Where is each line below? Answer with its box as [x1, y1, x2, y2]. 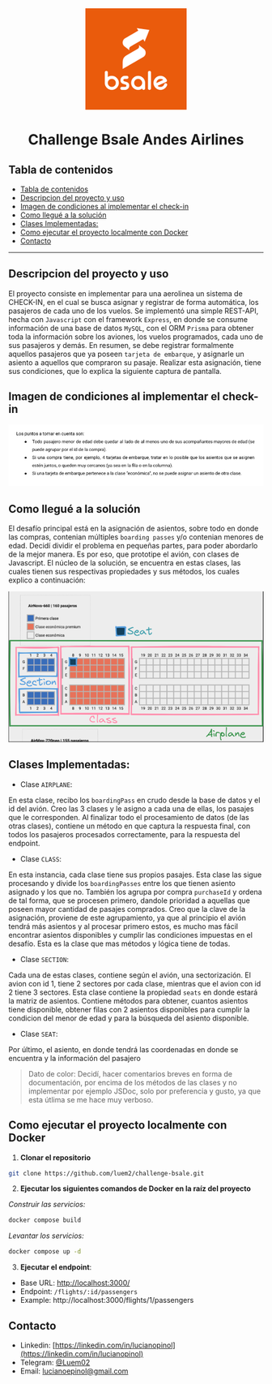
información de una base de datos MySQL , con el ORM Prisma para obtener [8, 323, 254, 333]
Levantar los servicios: [8, 1231, 84, 1240]
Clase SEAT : [19, 1029, 58, 1038]
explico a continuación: [8, 575, 87, 585]
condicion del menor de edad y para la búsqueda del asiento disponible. [8, 1013, 249, 1023]
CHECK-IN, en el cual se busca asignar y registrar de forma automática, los [8, 297, 259, 307]
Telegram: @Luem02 [19, 1357, 91, 1367]
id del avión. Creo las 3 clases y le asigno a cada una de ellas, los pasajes [8, 803, 254, 814]
